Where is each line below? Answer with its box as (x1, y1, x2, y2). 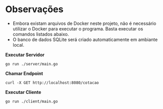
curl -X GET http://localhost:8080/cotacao (5, 80, 99, 85)
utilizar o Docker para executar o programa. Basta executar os (12, 25, 144, 31)
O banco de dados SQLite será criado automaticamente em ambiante (12, 37, 158, 43)
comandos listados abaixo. (12, 31, 69, 37)
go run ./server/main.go (5, 61, 58, 66)
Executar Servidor (5, 52, 45, 58)
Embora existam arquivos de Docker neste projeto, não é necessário (12, 20, 156, 26)
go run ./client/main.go (5, 99, 58, 104)
